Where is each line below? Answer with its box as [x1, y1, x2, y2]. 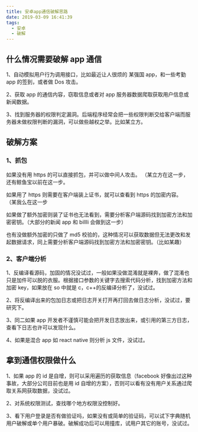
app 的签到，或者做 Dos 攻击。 [6, 78, 82, 85]
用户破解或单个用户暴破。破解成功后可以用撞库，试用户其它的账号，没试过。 [6, 420, 193, 427]
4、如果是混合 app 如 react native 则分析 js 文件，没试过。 [6, 336, 149, 343]
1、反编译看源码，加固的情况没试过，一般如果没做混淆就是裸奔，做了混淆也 [6, 269, 190, 276]
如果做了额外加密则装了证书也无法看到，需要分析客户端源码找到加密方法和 [6, 211, 187, 218]
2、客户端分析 [6, 254, 47, 263]
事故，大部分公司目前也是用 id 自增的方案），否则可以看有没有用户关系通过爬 [6, 379, 192, 386]
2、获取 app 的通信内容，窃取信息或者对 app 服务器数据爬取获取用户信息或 [6, 91, 189, 98]
